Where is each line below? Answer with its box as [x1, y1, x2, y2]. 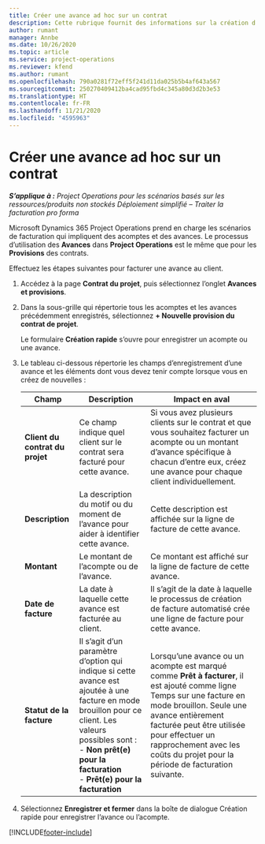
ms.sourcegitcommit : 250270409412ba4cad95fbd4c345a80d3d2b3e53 [9, 84, 221, 93]
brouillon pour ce [79, 704, 142, 715]
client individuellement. [149, 476, 236, 487]
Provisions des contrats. [9, 248, 89, 257]
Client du [24, 431, 60, 443]
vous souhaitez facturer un [149, 427, 250, 438]
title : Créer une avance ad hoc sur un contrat [9, 11, 168, 20]
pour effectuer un [149, 729, 215, 740]
